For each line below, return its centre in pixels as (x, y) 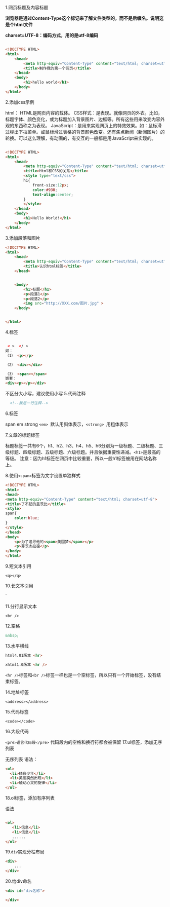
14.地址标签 (17, 692)
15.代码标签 (17, 711)
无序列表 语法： (22, 759)
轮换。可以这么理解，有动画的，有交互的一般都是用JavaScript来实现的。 (81, 138)
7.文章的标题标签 (23, 435)
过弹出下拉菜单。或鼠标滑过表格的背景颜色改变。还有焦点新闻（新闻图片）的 (85, 132)
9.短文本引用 (18, 566)
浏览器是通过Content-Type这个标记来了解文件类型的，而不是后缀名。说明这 (84, 18)
